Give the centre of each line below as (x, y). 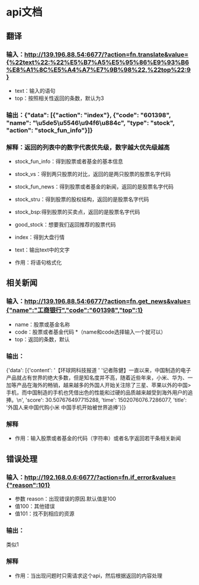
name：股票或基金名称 (42, 324)
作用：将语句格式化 (38, 263)
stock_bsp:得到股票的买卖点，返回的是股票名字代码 (77, 212)
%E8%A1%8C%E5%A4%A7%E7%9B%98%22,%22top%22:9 (99, 70)
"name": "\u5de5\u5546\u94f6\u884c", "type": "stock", (90, 122)
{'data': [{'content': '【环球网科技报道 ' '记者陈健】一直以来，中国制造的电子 (99, 370)
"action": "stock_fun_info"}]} (49, 130)
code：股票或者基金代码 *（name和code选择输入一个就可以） (90, 332)
